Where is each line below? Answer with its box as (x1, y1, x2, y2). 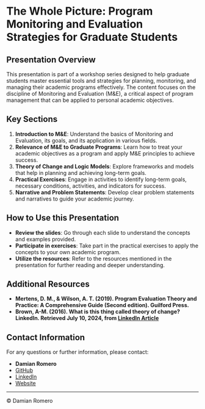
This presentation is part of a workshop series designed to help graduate (6, 71, 190, 77)
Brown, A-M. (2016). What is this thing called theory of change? (15, 308, 181, 315)
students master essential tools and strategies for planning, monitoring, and (6, 77, 196, 84)
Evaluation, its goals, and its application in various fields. (15, 137, 157, 144)
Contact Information (6, 332, 85, 343)
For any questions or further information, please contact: (6, 349, 149, 356)
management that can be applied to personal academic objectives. (6, 96, 174, 104)
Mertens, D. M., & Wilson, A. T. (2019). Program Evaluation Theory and (15, 295, 197, 302)
